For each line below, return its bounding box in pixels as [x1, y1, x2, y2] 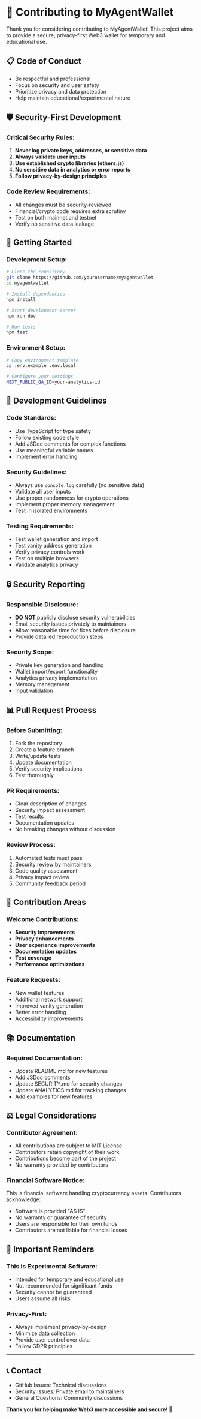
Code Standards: [6, 414, 57, 422]
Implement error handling [14, 453, 78, 460]
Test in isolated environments [14, 507, 88, 515]
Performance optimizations [14, 961, 85, 968]
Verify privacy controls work [14, 548, 85, 555]
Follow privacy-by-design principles [14, 172, 108, 179]
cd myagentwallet [6, 280, 50, 287]
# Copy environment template [6, 357, 79, 363]
